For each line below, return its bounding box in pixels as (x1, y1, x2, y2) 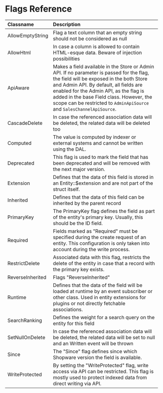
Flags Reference (5, 3, 72, 15)
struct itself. (52, 186, 80, 192)
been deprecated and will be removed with (52, 159, 150, 166)
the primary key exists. (52, 266, 105, 273)
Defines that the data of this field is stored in (52, 173, 154, 180)
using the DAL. (52, 146, 86, 153)
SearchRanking (7, 317, 42, 324)
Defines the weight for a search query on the (52, 314, 155, 321)
